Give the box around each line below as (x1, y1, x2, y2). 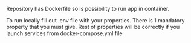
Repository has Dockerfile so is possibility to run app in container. (6, 5, 170, 12)
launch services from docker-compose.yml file (6, 30, 123, 37)
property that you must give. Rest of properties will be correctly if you (6, 24, 180, 30)
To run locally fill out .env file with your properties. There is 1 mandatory (6, 17, 185, 24)
